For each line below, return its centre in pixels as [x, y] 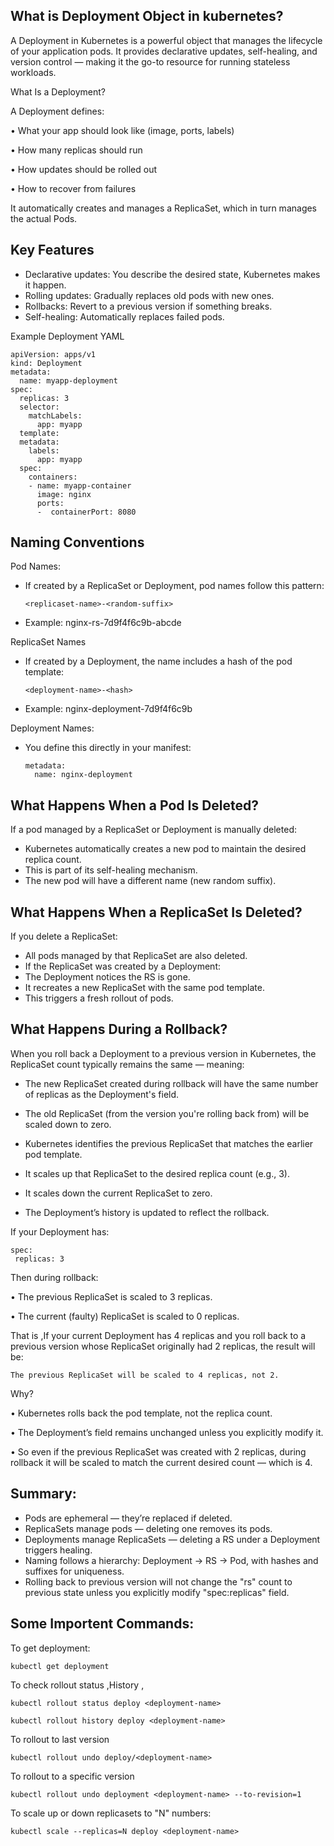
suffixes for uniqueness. [74, 1571]
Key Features [52, 250]
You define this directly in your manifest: [108, 748]
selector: [39, 407]
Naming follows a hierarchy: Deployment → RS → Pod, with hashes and [171, 1560]
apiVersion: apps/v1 [53, 354]
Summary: [43, 1494]
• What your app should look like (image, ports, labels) [122, 130]
